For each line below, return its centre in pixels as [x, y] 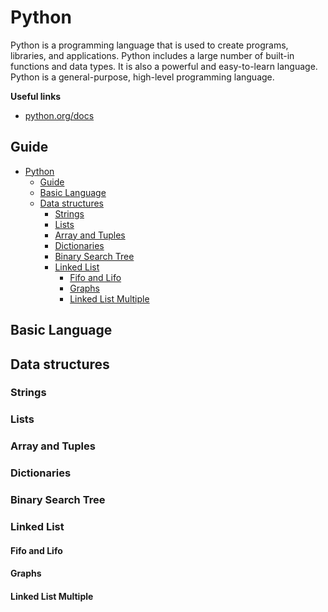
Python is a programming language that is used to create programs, [149, 45]
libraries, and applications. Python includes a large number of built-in [152, 55]
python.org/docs [59, 115]
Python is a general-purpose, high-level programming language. [142, 77]
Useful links [36, 96]
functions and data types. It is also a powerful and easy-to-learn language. [164, 66]
